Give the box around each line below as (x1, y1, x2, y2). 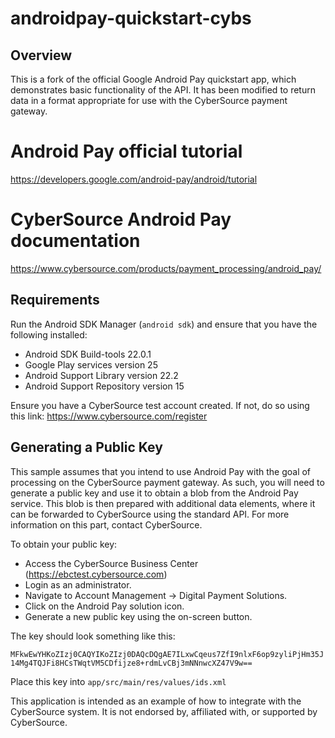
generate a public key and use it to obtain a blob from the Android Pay (10, 487, 299, 499)
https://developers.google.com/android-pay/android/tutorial (10, 173, 258, 185)
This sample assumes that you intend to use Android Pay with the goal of (10, 465, 312, 477)
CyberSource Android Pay (10, 208, 232, 231)
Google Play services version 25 (24, 358, 158, 371)
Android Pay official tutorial (10, 140, 243, 163)
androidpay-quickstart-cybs (10, 7, 252, 30)
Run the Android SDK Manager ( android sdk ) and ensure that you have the (10, 318, 318, 330)
